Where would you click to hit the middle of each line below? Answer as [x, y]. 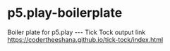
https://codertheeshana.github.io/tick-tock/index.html [85, 39]
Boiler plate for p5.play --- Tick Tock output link [77, 32]
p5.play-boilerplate [65, 13]
